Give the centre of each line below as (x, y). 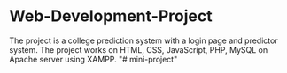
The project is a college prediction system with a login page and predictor (143, 40)
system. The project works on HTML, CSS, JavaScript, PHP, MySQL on (139, 49)
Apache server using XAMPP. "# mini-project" (93, 59)
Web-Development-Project (111, 16)
